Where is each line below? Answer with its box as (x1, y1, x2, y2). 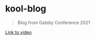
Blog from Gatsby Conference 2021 (17, 19, 90, 25)
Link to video (5, 29, 32, 35)
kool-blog (5, 3, 46, 14)
